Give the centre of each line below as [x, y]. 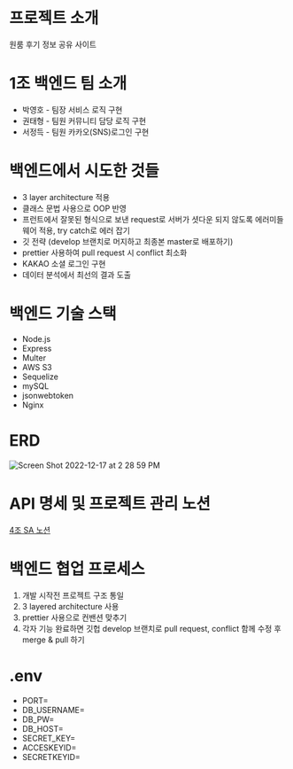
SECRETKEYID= [51, 757]
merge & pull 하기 [54, 640]
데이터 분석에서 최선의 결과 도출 [76, 275]
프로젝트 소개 [54, 18]
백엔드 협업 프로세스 [77, 569]
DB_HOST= [42, 728]
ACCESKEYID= [49, 747]
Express [37, 348]
